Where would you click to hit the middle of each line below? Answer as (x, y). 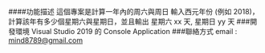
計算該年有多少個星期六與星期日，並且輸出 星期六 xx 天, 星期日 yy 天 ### (129, 21)
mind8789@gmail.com (45, 40)
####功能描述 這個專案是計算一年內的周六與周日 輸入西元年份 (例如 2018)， (134, 11)
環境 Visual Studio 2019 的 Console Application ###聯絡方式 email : (126, 31)
